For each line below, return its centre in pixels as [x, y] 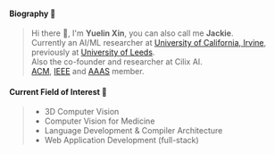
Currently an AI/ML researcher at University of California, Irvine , [149, 43]
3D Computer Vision [82, 112]
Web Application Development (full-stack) [121, 141]
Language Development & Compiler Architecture [133, 131]
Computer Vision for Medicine [100, 121]
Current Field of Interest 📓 [58, 91]
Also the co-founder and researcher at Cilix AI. [117, 62]
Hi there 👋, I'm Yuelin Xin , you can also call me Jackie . [132, 33]
